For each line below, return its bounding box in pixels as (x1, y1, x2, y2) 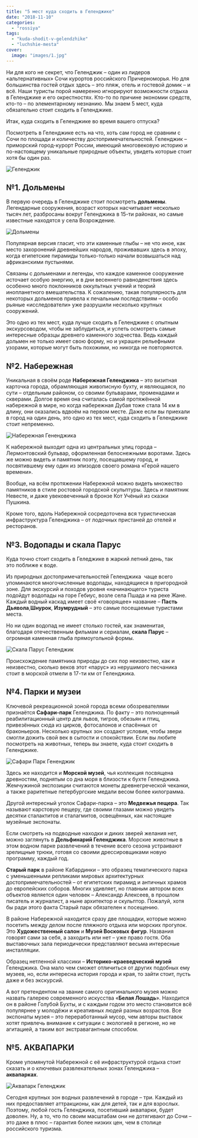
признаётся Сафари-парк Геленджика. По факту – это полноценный (6, 708, 180, 716)
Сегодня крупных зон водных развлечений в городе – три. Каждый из (6, 1094, 183, 1101)
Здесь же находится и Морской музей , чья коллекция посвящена (6, 769, 174, 776)
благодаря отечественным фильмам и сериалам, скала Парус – (6, 628, 169, 635)
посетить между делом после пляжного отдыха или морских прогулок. (6, 921, 187, 928)
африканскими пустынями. (6, 259, 75, 266)
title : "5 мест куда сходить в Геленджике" (6, 8, 115, 15)
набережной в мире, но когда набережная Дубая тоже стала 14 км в (6, 402, 180, 409)
